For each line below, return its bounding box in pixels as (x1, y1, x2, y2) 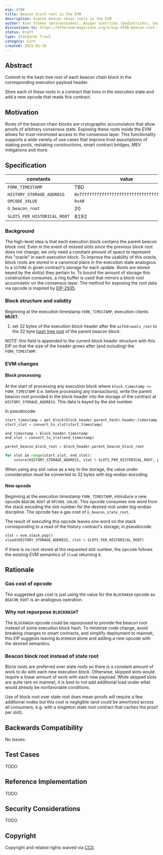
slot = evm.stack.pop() (5, 533, 53, 538)
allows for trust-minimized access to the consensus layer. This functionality (5, 132, 156, 137)
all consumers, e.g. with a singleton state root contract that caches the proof (5, 704, 158, 710)
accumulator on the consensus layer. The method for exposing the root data (5, 280, 157, 286)
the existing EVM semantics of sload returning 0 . (5, 551, 102, 557)
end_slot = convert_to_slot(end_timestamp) (5, 436, 95, 440)
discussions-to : (5, 25, 38, 30)
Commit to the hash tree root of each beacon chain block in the (5, 74, 132, 80)
